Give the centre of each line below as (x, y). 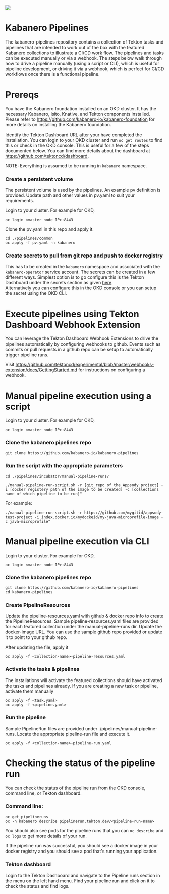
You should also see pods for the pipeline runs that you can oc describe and (84, 831)
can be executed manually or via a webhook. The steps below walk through (84, 58)
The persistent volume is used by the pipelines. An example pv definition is (83, 190)
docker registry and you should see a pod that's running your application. (81, 851)
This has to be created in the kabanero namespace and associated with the (83, 267)
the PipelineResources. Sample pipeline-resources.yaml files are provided (82, 621)
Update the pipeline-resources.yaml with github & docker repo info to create (84, 616)
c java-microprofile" (28, 521)
